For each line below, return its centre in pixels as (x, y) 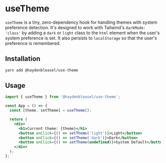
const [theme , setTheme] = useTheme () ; (51, 111)
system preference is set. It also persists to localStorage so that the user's (81, 38)
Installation (23, 59)
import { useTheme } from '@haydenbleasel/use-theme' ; (63, 97)
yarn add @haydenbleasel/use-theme (42, 70)
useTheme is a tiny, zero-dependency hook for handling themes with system (81, 22)
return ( (19, 120)
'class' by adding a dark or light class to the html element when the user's (83, 33)
